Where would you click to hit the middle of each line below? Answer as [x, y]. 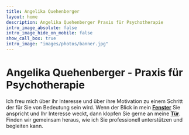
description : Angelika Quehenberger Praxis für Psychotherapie [85, 22]
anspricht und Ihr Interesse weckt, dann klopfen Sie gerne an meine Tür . [93, 113]
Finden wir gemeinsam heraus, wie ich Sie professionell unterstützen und [94, 119]
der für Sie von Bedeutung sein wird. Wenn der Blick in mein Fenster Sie [93, 107]
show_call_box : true [31, 38]
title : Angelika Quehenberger [43, 11]
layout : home [22, 17]
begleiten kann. [25, 126]
